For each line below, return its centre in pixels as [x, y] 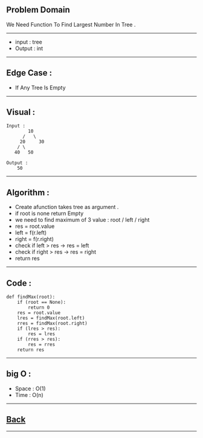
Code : [19, 283]
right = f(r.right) [34, 239]
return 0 [39, 308]
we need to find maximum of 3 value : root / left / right [82, 220]
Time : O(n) [29, 395]
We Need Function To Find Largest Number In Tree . [71, 24]
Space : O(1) [31, 388]
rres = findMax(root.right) [52, 324]
